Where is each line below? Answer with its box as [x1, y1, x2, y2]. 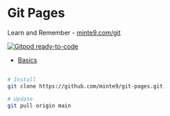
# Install [7, 76, 37, 83]
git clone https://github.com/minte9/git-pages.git [7, 83, 163, 90]
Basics [17, 55, 38, 64]
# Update [7, 95, 33, 103]
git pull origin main [7, 102, 72, 109]
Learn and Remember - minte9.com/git [7, 28, 121, 37]
